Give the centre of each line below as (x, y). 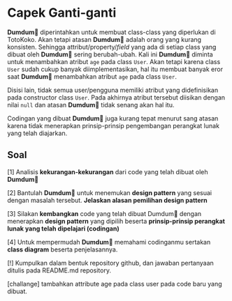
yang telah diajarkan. (37, 133)
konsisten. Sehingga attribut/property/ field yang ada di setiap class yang (112, 47)
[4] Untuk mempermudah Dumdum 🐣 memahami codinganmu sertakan (109, 242)
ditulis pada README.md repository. (59, 270)
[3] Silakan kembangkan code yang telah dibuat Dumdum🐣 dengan (104, 213)
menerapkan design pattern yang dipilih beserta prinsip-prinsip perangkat (116, 221)
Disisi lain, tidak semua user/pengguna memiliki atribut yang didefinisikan (113, 90)
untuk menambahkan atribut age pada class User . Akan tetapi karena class (114, 61)
